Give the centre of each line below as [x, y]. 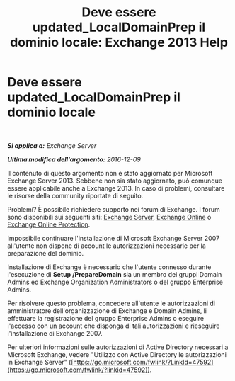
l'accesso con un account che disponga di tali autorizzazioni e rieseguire [114, 326]
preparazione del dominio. [46, 253]
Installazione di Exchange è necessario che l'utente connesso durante [109, 267]
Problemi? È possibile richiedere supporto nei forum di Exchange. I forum [114, 209]
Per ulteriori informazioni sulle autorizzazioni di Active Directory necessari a [118, 347]
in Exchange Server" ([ [40, 362]
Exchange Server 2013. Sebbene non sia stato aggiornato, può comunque [115, 181]
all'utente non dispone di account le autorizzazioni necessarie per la [107, 246]
